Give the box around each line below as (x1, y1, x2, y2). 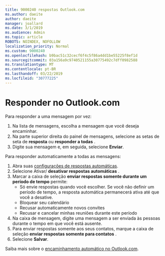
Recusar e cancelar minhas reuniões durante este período (19, 210, 137, 216)
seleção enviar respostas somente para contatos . (12, 231, 117, 237)
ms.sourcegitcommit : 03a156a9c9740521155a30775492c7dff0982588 (5, 58, 138, 63)
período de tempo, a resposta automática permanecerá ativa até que (19, 189, 159, 195)
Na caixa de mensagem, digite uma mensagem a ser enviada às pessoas (12, 215, 161, 221)
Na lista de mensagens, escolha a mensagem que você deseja (12, 123, 139, 128)
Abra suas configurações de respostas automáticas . (12, 163, 119, 169)
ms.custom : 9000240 (5, 48, 45, 53)
